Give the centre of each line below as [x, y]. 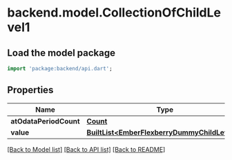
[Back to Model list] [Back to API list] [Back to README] [86, 149]
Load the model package [61, 53]
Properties [30, 90]
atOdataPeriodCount [46, 121]
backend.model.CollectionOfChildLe [114, 13]
